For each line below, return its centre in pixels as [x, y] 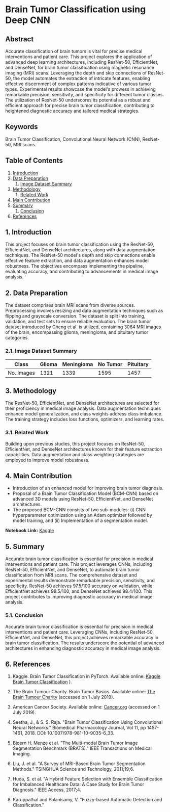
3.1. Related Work [27, 433]
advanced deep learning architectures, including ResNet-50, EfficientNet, [82, 62]
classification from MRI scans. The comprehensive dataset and [71, 575]
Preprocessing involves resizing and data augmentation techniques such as [84, 311]
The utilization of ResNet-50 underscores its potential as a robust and [78, 100]
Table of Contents [34, 161]
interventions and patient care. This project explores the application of [79, 57]
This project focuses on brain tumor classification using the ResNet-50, [80, 244]
